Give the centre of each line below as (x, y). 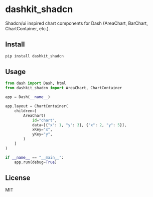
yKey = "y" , (42, 135)
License (18, 178)
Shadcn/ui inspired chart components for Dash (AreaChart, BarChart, (76, 23)
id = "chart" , (44, 120)
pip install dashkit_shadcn (35, 56)
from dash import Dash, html (36, 83)
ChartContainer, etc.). (28, 28)
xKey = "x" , (42, 129)
